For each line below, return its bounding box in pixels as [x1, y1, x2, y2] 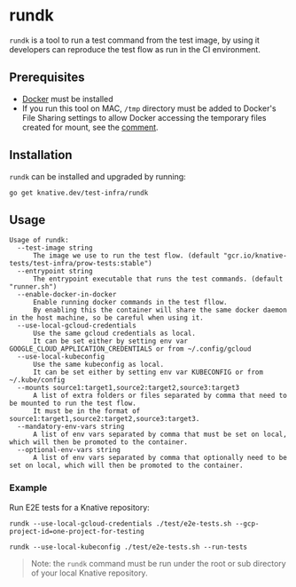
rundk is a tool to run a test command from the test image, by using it [9, 35, 260, 45]
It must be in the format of [32, 407, 141, 416]
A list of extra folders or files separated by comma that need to [32, 392, 288, 401]
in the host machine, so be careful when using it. [9, 313, 204, 322]
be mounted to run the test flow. [9, 399, 137, 409]
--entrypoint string [17, 267, 93, 276]
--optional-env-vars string [17, 446, 121, 455]
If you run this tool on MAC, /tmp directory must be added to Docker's [21, 103, 277, 114]
